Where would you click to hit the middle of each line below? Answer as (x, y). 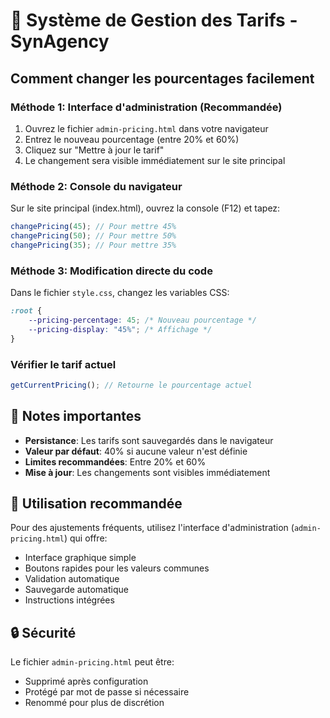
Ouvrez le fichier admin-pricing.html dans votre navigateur (146, 128)
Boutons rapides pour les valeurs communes (117, 568)
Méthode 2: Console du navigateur (96, 186)
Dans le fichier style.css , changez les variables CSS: (120, 293)
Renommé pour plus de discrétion (94, 703)
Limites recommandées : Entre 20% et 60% (115, 461)
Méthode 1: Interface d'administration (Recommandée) (146, 107)
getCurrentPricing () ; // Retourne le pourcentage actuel (131, 385)
